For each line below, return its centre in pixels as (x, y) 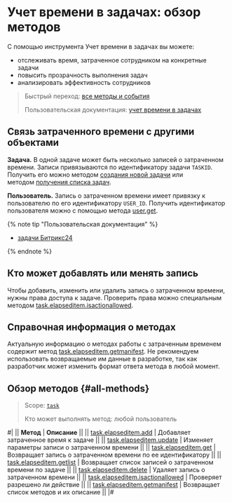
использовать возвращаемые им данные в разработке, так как (102, 359)
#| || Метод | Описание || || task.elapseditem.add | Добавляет (99, 433)
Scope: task (42, 405)
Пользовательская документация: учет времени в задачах (113, 109)
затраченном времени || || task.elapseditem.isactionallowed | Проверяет (115, 477)
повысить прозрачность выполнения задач (83, 75)
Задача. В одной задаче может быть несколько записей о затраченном (116, 159)
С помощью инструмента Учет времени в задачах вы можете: (101, 46)
